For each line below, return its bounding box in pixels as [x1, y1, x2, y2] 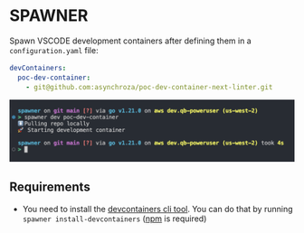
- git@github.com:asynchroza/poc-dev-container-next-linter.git [25, 82, 273, 91]
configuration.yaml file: [9, 44, 99, 55]
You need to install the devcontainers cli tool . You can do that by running [22, 203, 293, 214]
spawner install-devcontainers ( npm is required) [22, 213, 207, 224]
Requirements [9, 180, 90, 195]
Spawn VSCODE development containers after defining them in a [9, 35, 252, 46]
